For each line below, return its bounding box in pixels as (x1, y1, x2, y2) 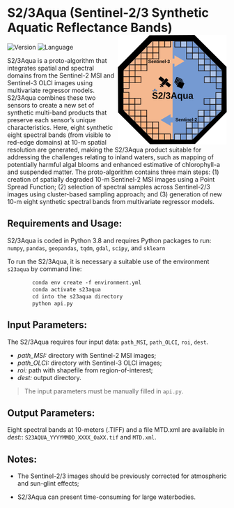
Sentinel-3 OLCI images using (7, 78, 93, 87)
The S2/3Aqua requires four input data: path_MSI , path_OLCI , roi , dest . (7, 338, 209, 346)
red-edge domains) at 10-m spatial (7, 138, 107, 146)
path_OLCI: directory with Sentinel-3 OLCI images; (17, 358, 162, 367)
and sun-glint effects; (17, 479, 79, 488)
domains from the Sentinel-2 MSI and (7, 71, 115, 80)
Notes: (7, 453, 37, 465)
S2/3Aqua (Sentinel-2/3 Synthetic (7, 5, 209, 21)
